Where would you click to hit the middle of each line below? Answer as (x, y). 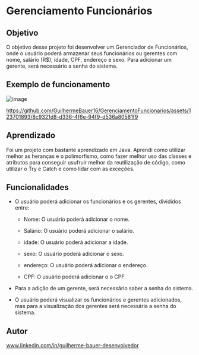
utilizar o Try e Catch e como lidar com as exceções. (70, 169)
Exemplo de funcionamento (58, 85)
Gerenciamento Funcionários (79, 11)
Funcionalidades (38, 187)
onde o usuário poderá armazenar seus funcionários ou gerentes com (92, 53)
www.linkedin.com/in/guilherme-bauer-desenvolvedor (73, 346)
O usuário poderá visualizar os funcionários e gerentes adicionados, (98, 300)
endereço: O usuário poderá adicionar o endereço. (86, 265)
